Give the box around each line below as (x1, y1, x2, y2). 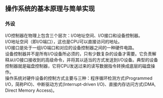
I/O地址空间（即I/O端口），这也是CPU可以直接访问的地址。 (5, 39, 122, 44)
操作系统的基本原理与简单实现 (5, 4, 95, 13)
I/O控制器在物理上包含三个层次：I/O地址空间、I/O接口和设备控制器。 (5, 32, 143, 38)
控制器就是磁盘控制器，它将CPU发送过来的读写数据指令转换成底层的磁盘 (5, 63, 151, 69)
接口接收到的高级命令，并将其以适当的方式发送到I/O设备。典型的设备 (19, 57, 159, 62)
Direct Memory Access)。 (5, 87, 57, 93)
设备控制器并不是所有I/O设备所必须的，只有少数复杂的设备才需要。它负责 (5, 51, 152, 57)
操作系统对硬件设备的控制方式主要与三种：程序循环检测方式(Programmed (5, 75, 153, 81)
